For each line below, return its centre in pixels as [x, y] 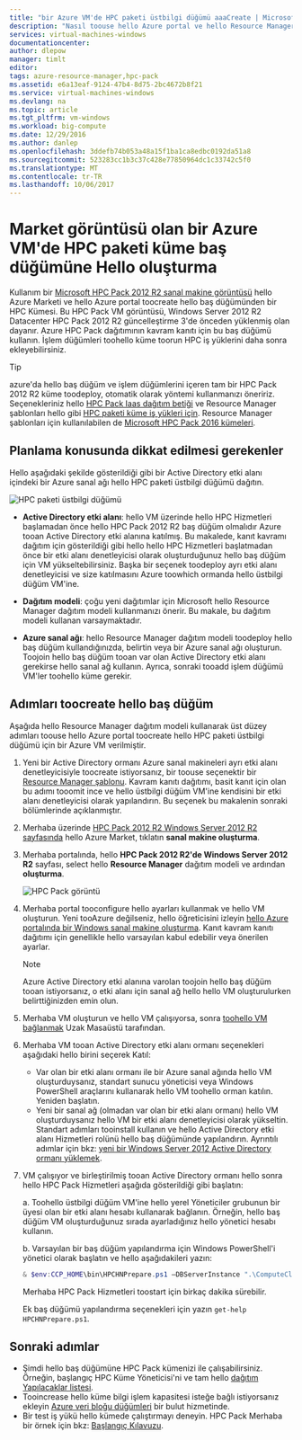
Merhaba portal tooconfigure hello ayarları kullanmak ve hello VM [143, 908]
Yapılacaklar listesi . [58, 1387]
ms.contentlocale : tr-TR [56, 176]
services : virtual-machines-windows [78, 34]
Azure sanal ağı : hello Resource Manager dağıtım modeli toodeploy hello [157, 637]
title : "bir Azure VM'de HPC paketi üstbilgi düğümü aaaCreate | [134, 18]
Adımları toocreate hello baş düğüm [111, 704]
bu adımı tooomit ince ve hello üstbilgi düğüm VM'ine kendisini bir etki [151, 791]
